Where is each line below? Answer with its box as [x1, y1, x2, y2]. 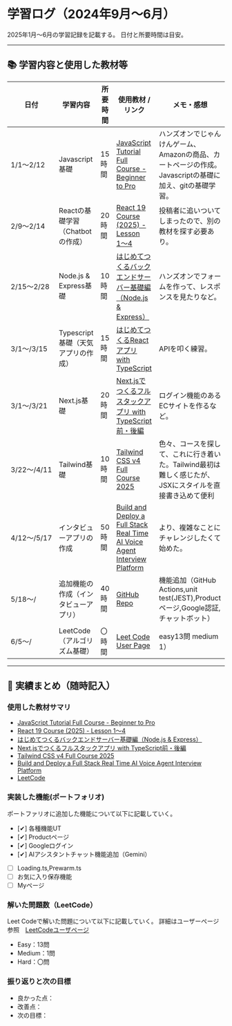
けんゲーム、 [158, 139, 201, 149]
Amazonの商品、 [158, 149, 214, 159]
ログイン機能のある [158, 390, 222, 400]
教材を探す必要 [158, 226, 208, 236]
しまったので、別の [158, 216, 221, 225]
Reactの [58, 205, 85, 215]
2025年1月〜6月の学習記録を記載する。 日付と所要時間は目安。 [7, 30, 188, 39]
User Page [116, 640, 151, 650]
